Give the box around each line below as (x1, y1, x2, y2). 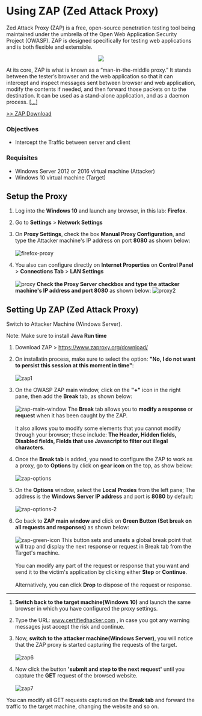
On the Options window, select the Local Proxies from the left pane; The (14, 487, 195, 494)
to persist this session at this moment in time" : (14, 362, 134, 369)
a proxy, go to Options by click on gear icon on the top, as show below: (14, 462, 193, 469)
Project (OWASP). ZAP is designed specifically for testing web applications (6, 37, 192, 44)
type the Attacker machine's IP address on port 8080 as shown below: (14, 237, 191, 244)
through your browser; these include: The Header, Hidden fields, (14, 431, 177, 438)
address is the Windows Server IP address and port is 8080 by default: (14, 493, 194, 500)
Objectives (6, 125, 39, 133)
